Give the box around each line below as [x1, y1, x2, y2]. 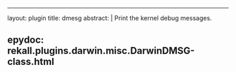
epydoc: [7, 34, 44, 46]
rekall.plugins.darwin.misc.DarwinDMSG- [7, 45, 195, 57]
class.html [7, 56, 55, 68]
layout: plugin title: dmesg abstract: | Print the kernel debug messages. [7, 14, 212, 22]
